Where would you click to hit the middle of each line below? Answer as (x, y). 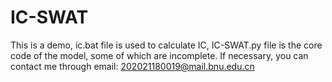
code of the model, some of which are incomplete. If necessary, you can (159, 55)
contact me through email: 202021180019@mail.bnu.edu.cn (132, 66)
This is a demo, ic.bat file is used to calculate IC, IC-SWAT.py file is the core (166, 45)
